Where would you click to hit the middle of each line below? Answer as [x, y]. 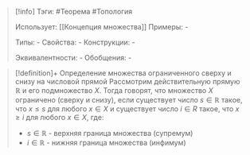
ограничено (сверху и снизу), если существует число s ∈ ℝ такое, [129, 100]
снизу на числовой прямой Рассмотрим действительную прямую [127, 81]
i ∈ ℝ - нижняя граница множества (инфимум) [106, 143]
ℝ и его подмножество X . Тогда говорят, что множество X [114, 90]
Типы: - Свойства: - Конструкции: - [75, 42]
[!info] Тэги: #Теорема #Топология [74, 12]
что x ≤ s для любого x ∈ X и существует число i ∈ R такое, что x [127, 109]
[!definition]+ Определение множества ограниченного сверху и [123, 73]
